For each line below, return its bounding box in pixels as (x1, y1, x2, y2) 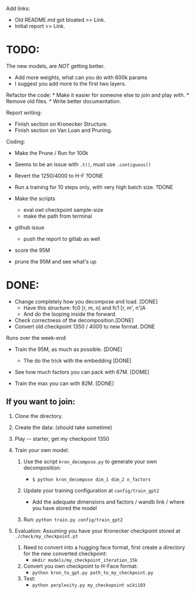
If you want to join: (6, 397, 75, 407)
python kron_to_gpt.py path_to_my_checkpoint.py (32, 569, 154, 576)
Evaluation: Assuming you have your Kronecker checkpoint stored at (14, 527, 181, 534)
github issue (14, 224, 45, 231)
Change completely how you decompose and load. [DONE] (14, 298, 158, 305)
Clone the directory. (14, 412, 63, 419)
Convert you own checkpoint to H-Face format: (23, 562, 138, 569)
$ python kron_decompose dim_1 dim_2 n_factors (32, 477, 151, 482)
